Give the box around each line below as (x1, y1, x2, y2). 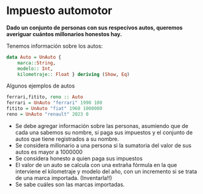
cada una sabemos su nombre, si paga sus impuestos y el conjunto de (15, 129, 193, 136)
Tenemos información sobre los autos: (6, 42, 103, 50)
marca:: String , (17, 59, 56, 66)
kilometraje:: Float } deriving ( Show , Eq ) (17, 71, 130, 77)
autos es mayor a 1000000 (15, 148, 83, 155)
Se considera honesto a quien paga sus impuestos (15, 154, 143, 162)
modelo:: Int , (17, 65, 53, 72)
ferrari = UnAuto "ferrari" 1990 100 (6, 100, 103, 106)
